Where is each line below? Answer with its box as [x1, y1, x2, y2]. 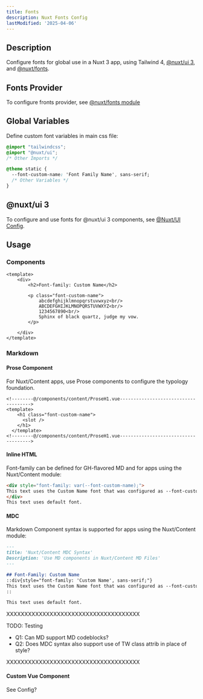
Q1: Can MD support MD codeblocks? [14, 634, 109, 642]
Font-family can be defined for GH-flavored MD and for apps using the [6, 464, 182, 471]
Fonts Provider [6, 82, 63, 93]
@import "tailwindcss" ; [6, 143, 66, 150]
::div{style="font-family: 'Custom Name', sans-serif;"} [6, 577, 153, 583]
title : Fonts [6, 8, 39, 15]
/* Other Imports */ [6, 155, 59, 161]
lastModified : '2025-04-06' [6, 20, 77, 26]
